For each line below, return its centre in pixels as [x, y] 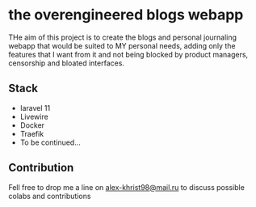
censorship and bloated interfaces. [67, 63]
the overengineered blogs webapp [126, 15]
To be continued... [50, 142]
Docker [32, 125]
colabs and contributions [50, 196]
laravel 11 [35, 108]
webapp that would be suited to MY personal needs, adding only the [122, 45]
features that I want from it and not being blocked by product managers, [128, 54]
